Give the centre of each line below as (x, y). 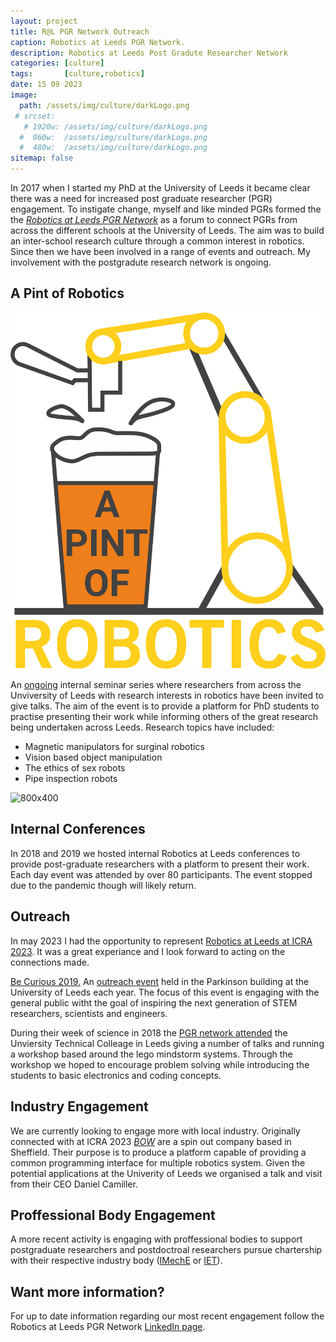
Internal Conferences (78, 829)
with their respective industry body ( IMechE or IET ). (116, 1261)
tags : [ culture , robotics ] (77, 74)
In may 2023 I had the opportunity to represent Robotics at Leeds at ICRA (161, 941)
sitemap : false (42, 158)
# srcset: (35, 116)
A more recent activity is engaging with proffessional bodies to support (156, 1239)
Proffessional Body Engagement (113, 1215)
